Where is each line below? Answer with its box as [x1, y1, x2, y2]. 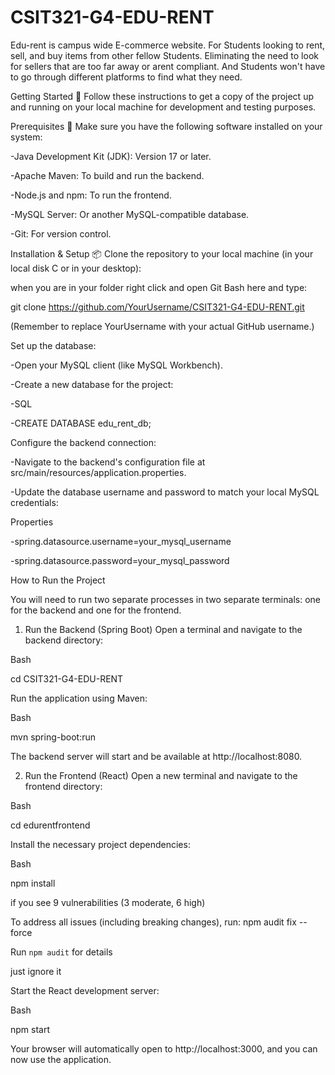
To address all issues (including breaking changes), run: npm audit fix [10, 916, 297, 928]
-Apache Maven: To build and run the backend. [10, 169, 205, 181]
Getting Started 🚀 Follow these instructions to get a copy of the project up [10, 90, 314, 102]
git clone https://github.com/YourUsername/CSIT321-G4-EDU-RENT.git [10, 301, 305, 313]
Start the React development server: [10, 984, 160, 996]
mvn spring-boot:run [10, 731, 96, 743]
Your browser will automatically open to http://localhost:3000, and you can [10, 1042, 318, 1055]
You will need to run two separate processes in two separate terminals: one [10, 593, 321, 605]
